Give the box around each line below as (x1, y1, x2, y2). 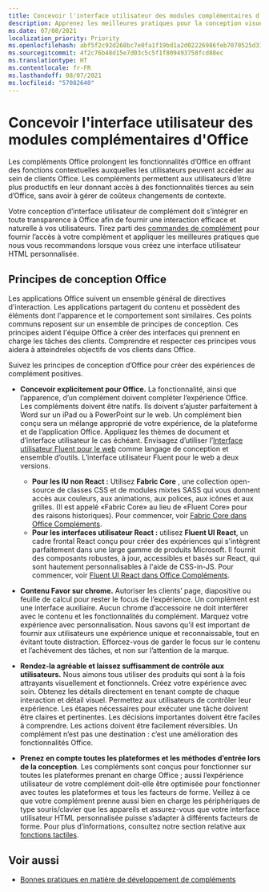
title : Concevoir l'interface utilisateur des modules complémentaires (8, 11, 252, 20)
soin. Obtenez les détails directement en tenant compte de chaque (19, 687, 240, 696)
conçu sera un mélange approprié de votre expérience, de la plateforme (19, 419, 258, 428)
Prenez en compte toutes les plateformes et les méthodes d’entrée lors (19, 753, 261, 763)
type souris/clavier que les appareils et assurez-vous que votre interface (19, 805, 260, 814)
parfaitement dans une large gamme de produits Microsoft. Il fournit (31, 545, 256, 554)
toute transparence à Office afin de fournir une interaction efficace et (8, 215, 236, 225)
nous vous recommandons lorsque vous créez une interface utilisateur (8, 241, 242, 250)
